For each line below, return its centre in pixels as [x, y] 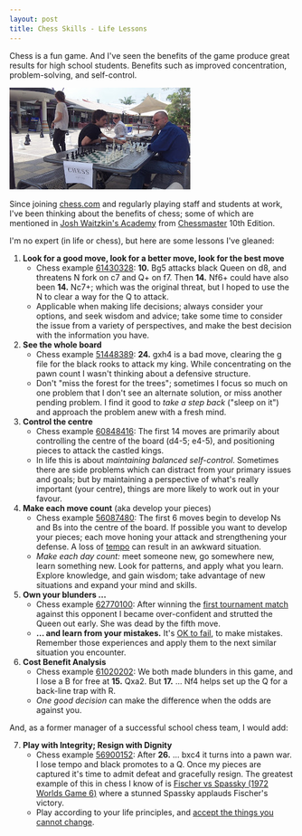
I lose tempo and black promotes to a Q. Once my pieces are [149, 764]
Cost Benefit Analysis [64, 661]
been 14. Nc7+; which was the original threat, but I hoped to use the [162, 287]
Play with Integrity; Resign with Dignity [97, 745]
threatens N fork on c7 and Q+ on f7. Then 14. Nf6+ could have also [162, 277]
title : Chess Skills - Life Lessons [78, 28]
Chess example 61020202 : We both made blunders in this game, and [165, 671]
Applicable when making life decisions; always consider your [150, 306]
